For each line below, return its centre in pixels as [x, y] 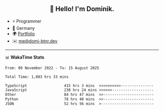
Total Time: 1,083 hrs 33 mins [37, 77]
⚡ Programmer [27, 21]
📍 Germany [23, 28]
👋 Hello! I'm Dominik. [82, 9]
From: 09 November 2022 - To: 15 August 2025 [52, 68]
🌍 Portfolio [23, 33]
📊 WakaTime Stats [25, 57]
